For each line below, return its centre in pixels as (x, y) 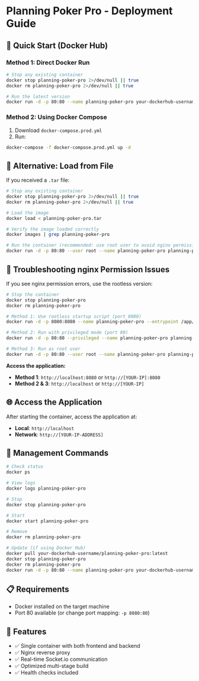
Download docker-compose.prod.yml (58, 130)
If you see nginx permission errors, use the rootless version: (79, 283)
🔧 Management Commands (57, 453)
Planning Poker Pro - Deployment (89, 11)
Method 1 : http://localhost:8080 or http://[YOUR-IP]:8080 (88, 377)
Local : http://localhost (44, 428)
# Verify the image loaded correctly (53, 229)
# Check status (25, 467)
